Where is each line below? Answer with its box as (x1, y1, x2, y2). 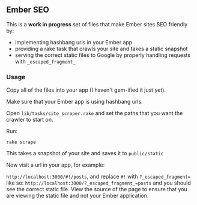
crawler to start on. (6, 116, 53, 123)
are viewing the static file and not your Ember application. (6, 192, 149, 200)
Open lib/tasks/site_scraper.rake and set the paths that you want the (6, 110, 183, 117)
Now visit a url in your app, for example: (6, 161, 105, 168)
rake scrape (6, 139, 36, 146)
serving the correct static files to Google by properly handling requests (14, 51, 191, 59)
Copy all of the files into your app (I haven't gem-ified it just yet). (6, 86, 166, 94)
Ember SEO (6, 5, 49, 15)
